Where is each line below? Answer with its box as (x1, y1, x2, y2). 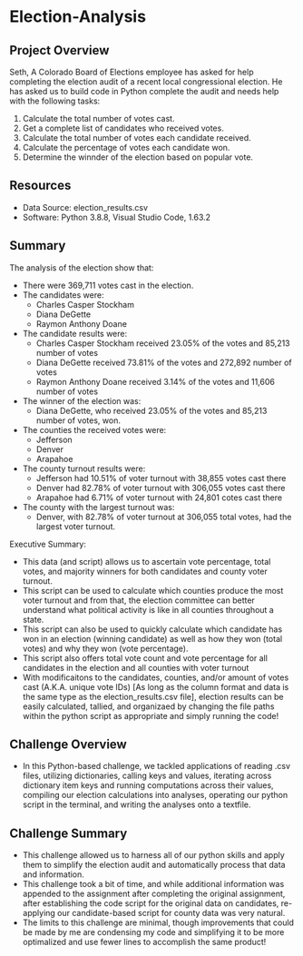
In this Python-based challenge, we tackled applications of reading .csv (22, 761, 291, 772)
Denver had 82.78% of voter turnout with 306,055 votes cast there (35, 482, 286, 493)
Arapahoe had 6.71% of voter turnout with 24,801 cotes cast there (35, 492, 283, 503)
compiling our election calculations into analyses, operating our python (22, 790, 288, 801)
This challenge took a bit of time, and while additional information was (22, 879, 285, 890)
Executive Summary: (9, 538, 86, 549)
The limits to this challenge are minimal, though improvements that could (22, 917, 295, 928)
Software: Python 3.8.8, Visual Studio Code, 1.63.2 (22, 212, 211, 222)
